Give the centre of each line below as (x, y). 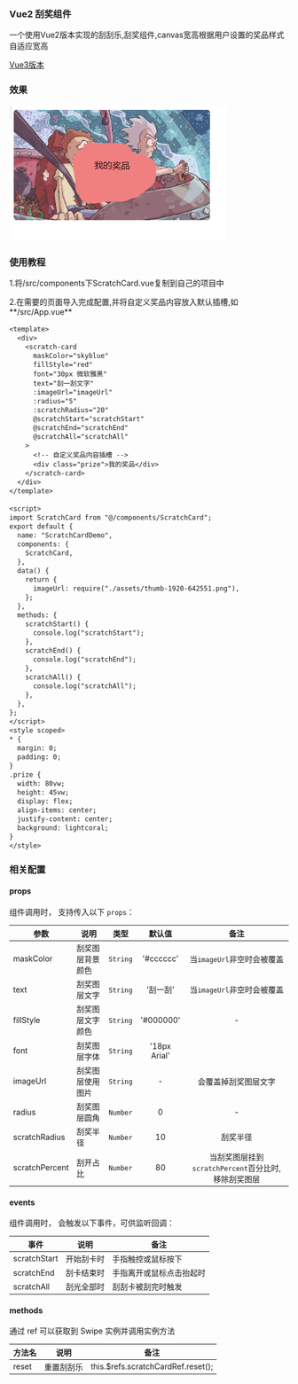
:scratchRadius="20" (71, 410)
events (22, 1202)
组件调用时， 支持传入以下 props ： (72, 912)
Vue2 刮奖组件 (40, 13)
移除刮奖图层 (237, 1179)
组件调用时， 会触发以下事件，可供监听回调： (92, 1223)
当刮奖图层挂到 (237, 1157)
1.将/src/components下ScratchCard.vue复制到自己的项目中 (117, 283)
